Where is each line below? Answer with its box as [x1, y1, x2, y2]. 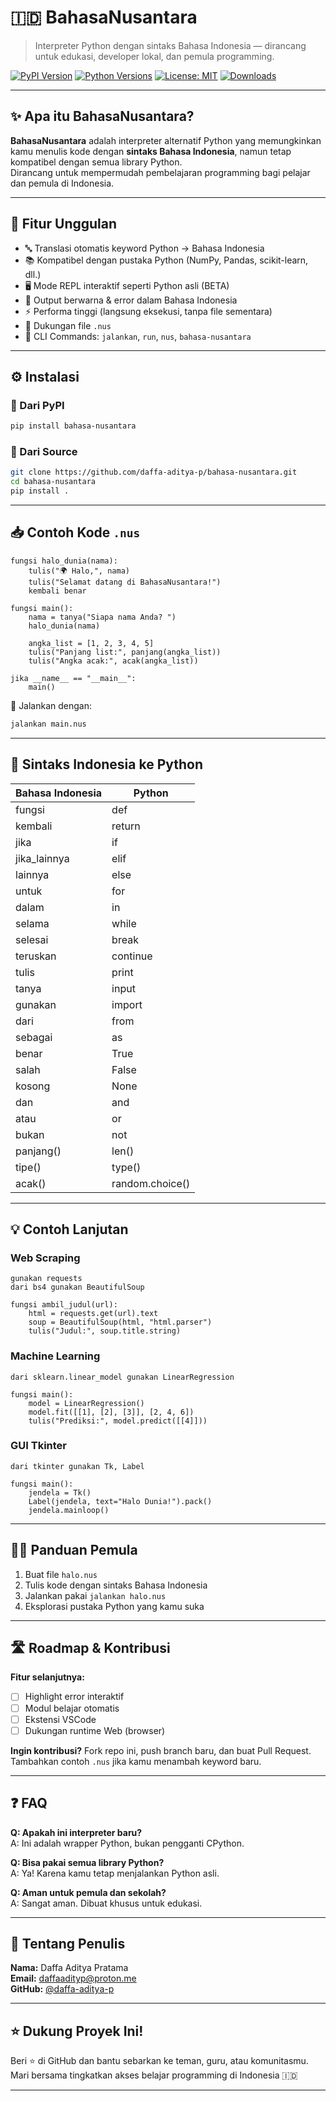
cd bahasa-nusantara [10, 477, 97, 487]
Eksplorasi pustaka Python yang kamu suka [24, 1600, 205, 1612]
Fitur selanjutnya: [10, 1671, 85, 1683]
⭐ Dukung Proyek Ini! [10, 2022, 144, 2040]
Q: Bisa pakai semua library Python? [10, 1856, 165, 1868]
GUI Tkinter [10, 1439, 67, 1453]
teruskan [15, 949, 57, 963]
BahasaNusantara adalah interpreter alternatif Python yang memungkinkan [10, 134, 322, 146]
